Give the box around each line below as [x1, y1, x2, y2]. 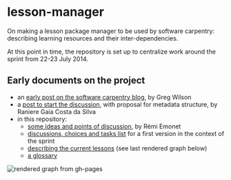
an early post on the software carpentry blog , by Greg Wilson [17, 93, 192, 101]
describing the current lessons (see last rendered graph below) [27, 144, 208, 152]
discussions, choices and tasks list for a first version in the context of [27, 129, 225, 137]
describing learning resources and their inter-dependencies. [7, 34, 179, 42]
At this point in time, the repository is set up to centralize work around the [7, 47, 216, 56]
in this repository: [17, 115, 68, 123]
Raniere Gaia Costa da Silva [17, 107, 97, 115]
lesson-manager [7, 4, 105, 20]
